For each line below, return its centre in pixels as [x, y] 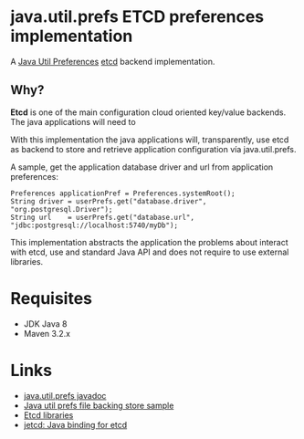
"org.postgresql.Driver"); [62, 209]
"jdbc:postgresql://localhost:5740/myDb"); [94, 225]
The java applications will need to [73, 121]
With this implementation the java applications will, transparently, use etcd [150, 140]
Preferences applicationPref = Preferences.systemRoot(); [123, 193]
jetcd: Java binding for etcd [75, 424]
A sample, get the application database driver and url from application [142, 167]
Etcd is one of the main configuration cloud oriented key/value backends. [148, 112]
